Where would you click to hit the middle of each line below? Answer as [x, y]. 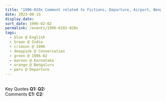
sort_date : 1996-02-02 [28, 24]
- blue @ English [27, 38]
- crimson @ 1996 [27, 47]
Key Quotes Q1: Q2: [25, 89]
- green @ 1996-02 [29, 56]
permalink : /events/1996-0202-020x [42, 28]
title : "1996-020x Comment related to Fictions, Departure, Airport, [78, 10]
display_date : [20, 19]
